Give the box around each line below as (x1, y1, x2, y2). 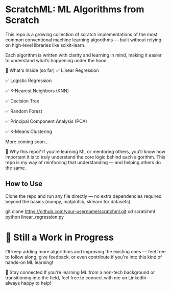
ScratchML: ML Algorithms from (5, 4, 144, 15)
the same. (5, 165, 27, 171)
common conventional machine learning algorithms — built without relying (5, 37, 162, 43)
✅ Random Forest (5, 108, 42, 114)
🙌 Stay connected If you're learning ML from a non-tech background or (5, 269, 155, 275)
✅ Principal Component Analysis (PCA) (5, 118, 88, 124)
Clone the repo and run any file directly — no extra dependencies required (5, 193, 162, 199)
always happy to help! (5, 280, 52, 286)
